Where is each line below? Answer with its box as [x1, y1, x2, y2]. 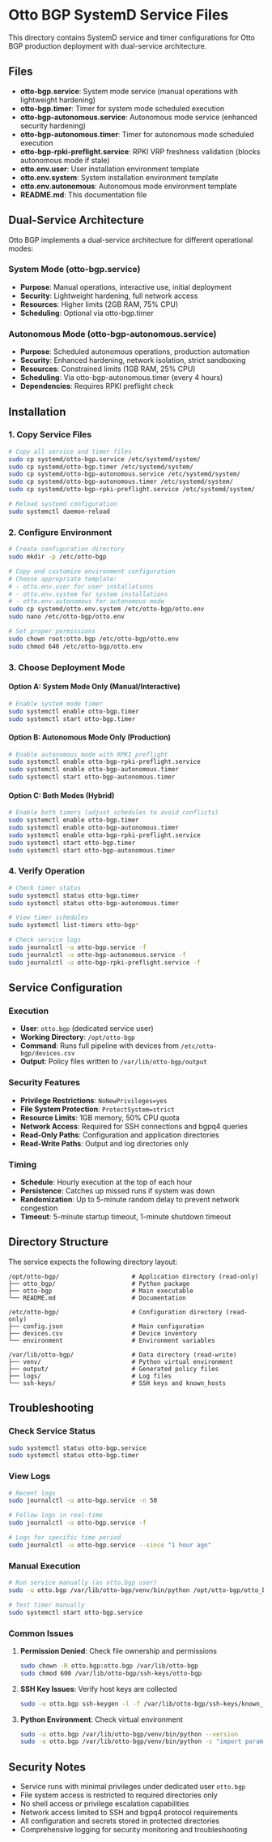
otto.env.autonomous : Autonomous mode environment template [19, 181, 237, 191]
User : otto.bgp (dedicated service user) [19, 1024, 154, 1033]
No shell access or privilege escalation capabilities [19, 1799, 189, 1809]
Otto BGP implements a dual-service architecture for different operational [8, 235, 253, 244]
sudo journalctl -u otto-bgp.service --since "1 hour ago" [8, 1541, 212, 1549]
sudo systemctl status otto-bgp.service [8, 1443, 147, 1452]
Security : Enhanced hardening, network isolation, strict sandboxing [19, 356, 246, 365]
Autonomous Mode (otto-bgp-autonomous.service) [8, 328, 217, 339]
